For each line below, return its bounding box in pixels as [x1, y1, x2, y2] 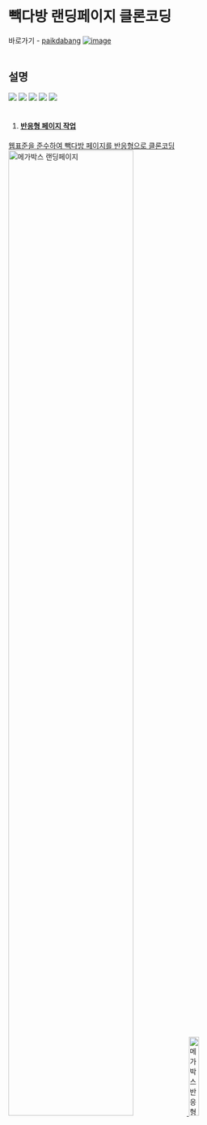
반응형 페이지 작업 [19, 121, 77, 131]
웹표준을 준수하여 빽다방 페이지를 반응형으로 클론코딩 [8, 141, 175, 150]
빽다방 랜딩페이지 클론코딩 [8, 7, 172, 26]
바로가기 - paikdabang [8, 36, 82, 45]
